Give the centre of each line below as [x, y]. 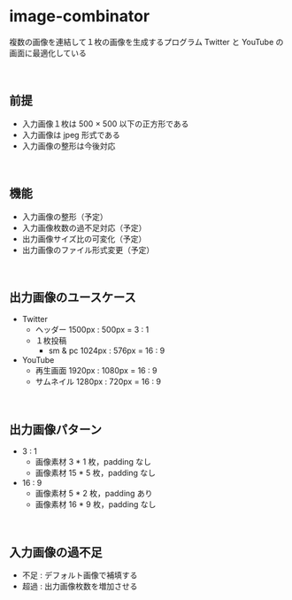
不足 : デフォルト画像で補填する [80, 575]
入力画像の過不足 [56, 552]
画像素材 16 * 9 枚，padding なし [96, 504]
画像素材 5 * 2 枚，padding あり [94, 494]
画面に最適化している [48, 53]
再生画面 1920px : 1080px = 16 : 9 [96, 371]
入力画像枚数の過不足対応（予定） [84, 227]
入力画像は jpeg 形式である [71, 135]
